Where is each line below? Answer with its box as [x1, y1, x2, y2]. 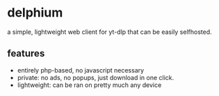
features [7, 48, 45, 59]
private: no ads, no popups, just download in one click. [17, 73, 175, 81]
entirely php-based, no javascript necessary [17, 66, 145, 74]
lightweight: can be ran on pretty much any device [17, 81, 162, 89]
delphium [7, 5, 63, 21]
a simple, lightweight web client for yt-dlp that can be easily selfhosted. [7, 28, 212, 36]
